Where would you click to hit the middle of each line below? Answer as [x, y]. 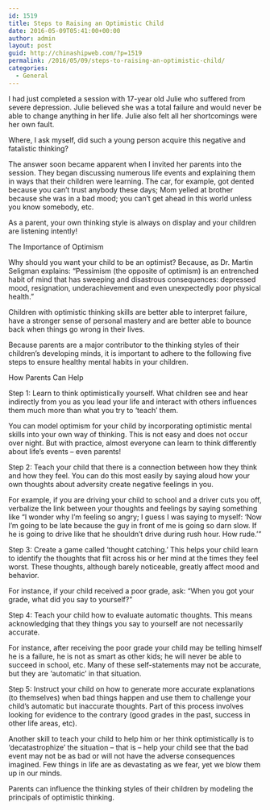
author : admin [32, 38]
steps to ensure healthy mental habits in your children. [99, 362]
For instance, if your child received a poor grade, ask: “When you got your [131, 591]
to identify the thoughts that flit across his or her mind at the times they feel [133, 558]
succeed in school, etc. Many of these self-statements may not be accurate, [135, 664]
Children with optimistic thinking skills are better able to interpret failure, [128, 312]
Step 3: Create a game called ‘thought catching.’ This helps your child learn [133, 549]
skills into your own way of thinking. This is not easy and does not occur [128, 434]
